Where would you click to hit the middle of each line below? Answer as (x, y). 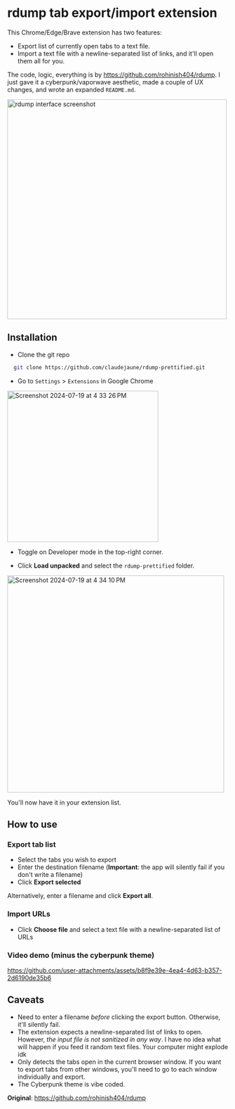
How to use (32, 825)
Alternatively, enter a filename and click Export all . (80, 896)
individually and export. (51, 1077)
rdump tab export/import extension (112, 13)
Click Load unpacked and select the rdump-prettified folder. (106, 565)
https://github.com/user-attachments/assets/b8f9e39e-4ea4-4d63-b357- (115, 970)
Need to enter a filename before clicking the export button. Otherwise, (119, 1017)
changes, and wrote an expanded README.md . (72, 89)
